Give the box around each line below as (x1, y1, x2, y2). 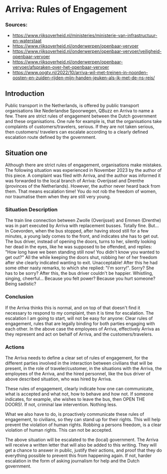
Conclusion (5, 293, 34, 300)
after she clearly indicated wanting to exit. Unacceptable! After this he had (5, 260, 158, 266)
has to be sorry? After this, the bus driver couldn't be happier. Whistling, (5, 270, 154, 276)
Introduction (5, 89, 45, 98)
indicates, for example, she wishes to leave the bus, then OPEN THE (5, 396, 146, 402)
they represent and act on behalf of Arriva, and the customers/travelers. (5, 331, 153, 337)
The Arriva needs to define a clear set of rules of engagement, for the (5, 355, 149, 360)
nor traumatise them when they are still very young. (5, 194, 111, 200)
